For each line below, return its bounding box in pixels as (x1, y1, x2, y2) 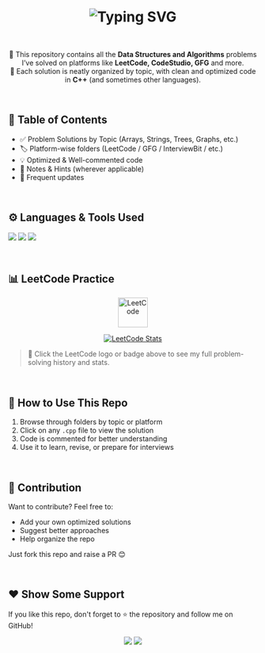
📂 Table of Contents (8, 113, 108, 127)
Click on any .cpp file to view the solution (19, 425, 154, 436)
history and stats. (53, 358, 110, 367)
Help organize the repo (19, 534, 95, 544)
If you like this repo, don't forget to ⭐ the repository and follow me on (8, 609, 233, 619)
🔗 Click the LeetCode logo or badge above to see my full (27, 349, 212, 359)
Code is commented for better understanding (19, 434, 168, 444)
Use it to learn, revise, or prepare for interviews (19, 443, 174, 452)
